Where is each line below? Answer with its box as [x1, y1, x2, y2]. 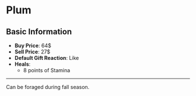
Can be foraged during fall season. [6, 84, 90, 90]
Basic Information [6, 27, 72, 37]
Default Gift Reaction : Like [14, 55, 79, 61]
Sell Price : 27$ [14, 48, 51, 55]
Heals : [14, 61, 31, 67]
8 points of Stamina [23, 67, 71, 73]
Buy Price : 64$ [14, 42, 51, 49]
